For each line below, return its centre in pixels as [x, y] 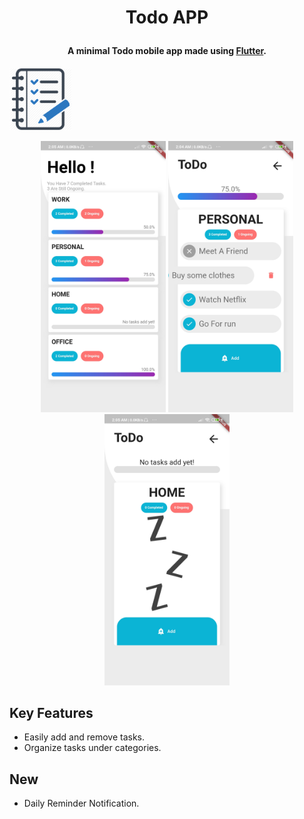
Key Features [51, 712]
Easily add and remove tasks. [84, 737]
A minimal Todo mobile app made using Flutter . [167, 51]
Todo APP [167, 17]
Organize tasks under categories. [92, 748]
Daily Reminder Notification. [81, 803]
